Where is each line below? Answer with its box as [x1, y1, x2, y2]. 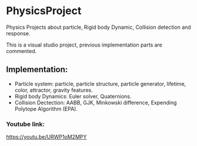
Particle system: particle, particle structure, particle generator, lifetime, [14, 80, 186, 87]
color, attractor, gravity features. [14, 87, 93, 94]
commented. [6, 47, 37, 54]
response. [6, 29, 31, 36]
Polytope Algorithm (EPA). [14, 105, 78, 112]
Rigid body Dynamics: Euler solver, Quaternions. [14, 92, 132, 99]
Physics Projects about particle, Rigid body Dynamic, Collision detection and [6, 24, 191, 31]
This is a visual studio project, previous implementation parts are [6, 41, 163, 48]
